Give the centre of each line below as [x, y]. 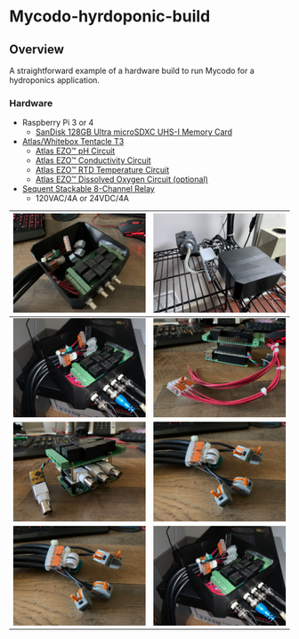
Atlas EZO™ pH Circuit [75, 151]
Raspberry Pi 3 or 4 [58, 123]
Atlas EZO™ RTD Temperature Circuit [102, 170]
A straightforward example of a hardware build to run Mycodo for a [132, 70]
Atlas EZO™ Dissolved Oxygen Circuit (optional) [122, 179]
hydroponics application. [55, 80]
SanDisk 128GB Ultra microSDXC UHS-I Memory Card [134, 132]
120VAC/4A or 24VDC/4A [82, 199]
